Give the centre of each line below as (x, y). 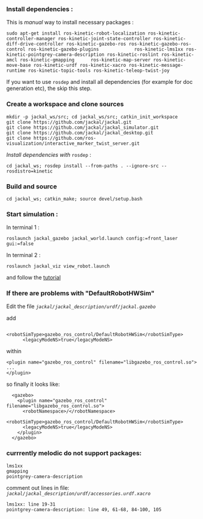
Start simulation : (32, 214)
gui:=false (20, 244)
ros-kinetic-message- (156, 66)
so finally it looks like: (33, 384)
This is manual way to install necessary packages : (70, 22)
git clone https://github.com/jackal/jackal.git (69, 122)
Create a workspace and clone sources (65, 104)
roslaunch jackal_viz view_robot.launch (58, 266)
